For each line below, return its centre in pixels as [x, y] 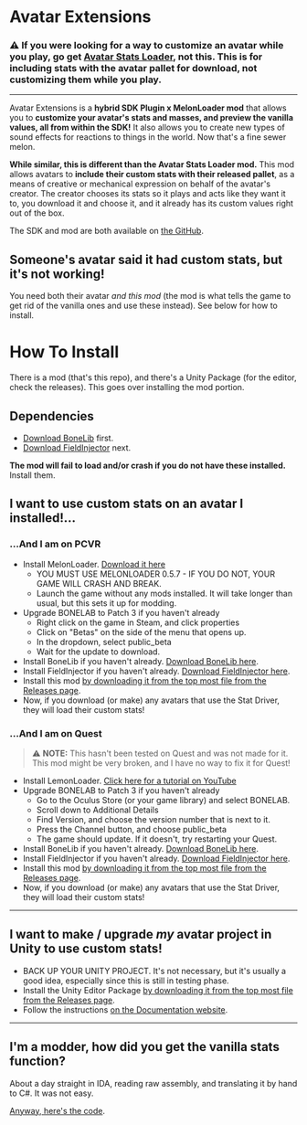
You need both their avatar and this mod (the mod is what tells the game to [150, 296]
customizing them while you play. [86, 80]
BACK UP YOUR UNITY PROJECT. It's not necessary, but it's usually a [154, 971]
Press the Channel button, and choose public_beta [131, 830]
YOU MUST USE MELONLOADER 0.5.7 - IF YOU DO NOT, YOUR [156, 574]
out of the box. [37, 213]
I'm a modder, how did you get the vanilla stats [145, 1047]
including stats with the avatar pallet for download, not [133, 69]
